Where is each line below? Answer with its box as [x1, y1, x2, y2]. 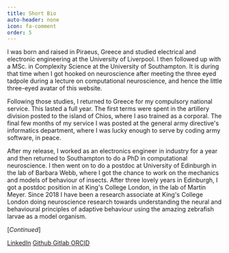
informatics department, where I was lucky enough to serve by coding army [7, 126, 221, 135]
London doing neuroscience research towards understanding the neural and [7, 198, 222, 206]
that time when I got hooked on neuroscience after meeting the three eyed [7, 70, 217, 78]
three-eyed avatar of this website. [7, 84, 103, 92]
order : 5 [7, 29, 32, 36]
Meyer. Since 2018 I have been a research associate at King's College [7, 191, 204, 199]
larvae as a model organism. [7, 213, 87, 221]
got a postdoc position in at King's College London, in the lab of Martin [7, 183, 206, 191]
